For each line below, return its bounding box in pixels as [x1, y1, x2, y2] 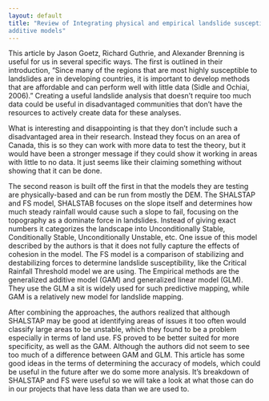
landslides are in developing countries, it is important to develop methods [8, 74, 251, 84]
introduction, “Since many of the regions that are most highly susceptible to [8, 66, 258, 75]
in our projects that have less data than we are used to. [8, 384, 190, 394]
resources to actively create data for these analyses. [8, 108, 182, 118]
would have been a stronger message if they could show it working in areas [8, 149, 258, 158]
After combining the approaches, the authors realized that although [8, 307, 231, 317]
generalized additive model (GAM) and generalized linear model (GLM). [8, 275, 243, 285]
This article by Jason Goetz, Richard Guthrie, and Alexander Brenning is [8, 49, 245, 58]
